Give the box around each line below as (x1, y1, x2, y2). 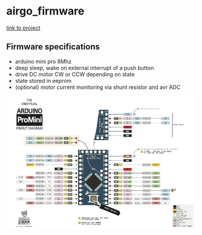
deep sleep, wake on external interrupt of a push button (15, 64, 154, 71)
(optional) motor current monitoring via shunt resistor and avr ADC (15, 83, 181, 91)
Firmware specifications (6, 42, 100, 52)
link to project (6, 24, 41, 31)
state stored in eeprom (15, 77, 72, 84)
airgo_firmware (6, 4, 85, 18)
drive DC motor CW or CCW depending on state (15, 71, 135, 78)
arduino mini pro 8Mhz (15, 57, 72, 65)
